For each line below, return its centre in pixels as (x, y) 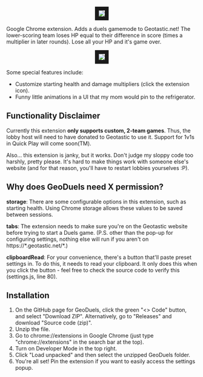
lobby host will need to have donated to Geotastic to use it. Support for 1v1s (101, 137)
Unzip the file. (32, 329)
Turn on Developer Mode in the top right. (66, 349)
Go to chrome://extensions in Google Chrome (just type (84, 336)
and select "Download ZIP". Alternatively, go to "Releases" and (93, 316)
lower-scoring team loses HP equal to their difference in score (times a (95, 35)
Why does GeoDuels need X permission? (85, 187)
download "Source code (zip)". (54, 323)
